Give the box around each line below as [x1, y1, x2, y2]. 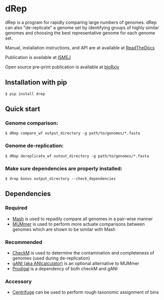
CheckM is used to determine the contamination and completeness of [12, 250, 155, 256]
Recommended [5, 239, 43, 246]
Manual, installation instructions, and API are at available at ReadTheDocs [5, 45, 155, 50]
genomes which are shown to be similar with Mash [12, 226, 116, 232]
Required [5, 204, 28, 211]
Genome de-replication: [5, 142, 64, 149]
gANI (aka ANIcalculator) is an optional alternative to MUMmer [12, 260, 139, 266]
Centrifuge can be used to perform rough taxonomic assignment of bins [12, 289, 159, 295]
